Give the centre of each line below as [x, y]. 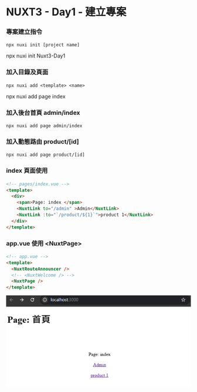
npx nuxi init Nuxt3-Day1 [36, 56]
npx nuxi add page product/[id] [45, 155]
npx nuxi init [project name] [43, 45]
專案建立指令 [24, 32]
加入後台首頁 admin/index [43, 113]
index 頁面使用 [27, 171]
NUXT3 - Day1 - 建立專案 [66, 12]
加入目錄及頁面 [27, 72]
